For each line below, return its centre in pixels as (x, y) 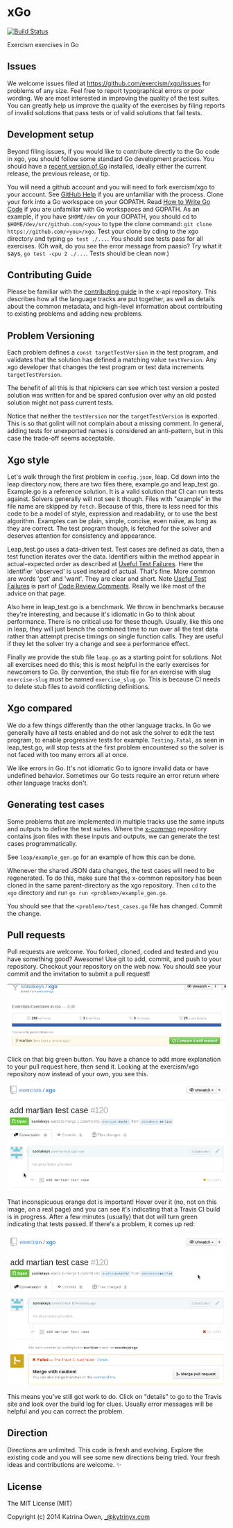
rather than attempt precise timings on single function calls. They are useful (115, 636)
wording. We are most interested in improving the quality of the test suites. (114, 98)
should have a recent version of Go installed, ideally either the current (107, 166)
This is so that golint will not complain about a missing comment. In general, (115, 423)
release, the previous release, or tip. (59, 173)
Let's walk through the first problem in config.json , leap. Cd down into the (113, 477)
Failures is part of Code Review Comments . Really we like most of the (106, 586)
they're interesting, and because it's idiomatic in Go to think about (101, 614)
